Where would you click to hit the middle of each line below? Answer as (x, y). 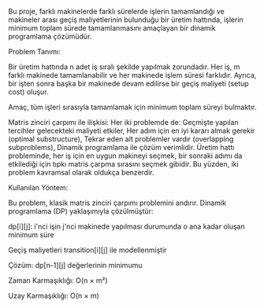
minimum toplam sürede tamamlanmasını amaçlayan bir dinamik (112, 28)
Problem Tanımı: (34, 51)
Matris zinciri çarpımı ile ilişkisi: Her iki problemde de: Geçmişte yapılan (123, 122)
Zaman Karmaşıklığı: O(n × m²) (58, 280)
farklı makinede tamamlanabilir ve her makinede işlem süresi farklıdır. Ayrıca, (132, 75)
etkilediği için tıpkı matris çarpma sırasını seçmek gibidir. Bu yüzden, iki (123, 164)
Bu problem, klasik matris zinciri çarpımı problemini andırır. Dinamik (117, 203)
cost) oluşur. (28, 92)
